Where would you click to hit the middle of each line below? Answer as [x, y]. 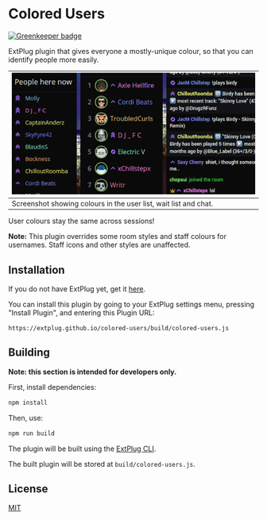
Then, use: [26, 418]
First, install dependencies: [52, 387]
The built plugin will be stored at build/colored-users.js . [102, 464]
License [28, 489]
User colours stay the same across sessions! [81, 221]
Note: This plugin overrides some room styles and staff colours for [117, 237]
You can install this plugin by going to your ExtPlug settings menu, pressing [132, 304]
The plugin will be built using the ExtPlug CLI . [82, 449]
